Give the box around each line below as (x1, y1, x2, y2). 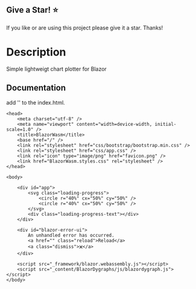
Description (6, 45, 66, 59)
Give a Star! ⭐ (6, 5, 58, 15)
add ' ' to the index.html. (6, 99, 65, 106)
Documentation (6, 83, 66, 93)
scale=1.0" (6, 126, 34, 132)
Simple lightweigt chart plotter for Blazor (6, 65, 107, 73)
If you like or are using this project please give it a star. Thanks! (6, 24, 163, 31)
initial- (154, 121, 177, 127)
